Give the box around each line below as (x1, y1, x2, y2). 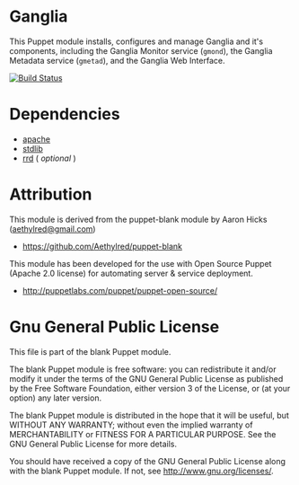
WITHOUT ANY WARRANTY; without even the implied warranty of (9, 419, 253, 430)
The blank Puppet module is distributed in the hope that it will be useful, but (9, 410, 289, 420)
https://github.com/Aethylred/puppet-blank (22, 241, 182, 251)
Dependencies (9, 104, 120, 125)
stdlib (22, 143, 43, 154)
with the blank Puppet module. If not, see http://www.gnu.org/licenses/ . (9, 465, 274, 476)
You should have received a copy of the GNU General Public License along (9, 455, 286, 466)
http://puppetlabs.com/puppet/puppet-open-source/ (22, 285, 218, 295)
